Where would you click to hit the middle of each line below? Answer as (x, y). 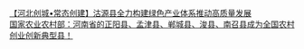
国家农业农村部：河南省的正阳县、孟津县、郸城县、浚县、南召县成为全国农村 (152, 24)
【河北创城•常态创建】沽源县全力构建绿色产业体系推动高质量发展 (130, 13)
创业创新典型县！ (41, 35)
